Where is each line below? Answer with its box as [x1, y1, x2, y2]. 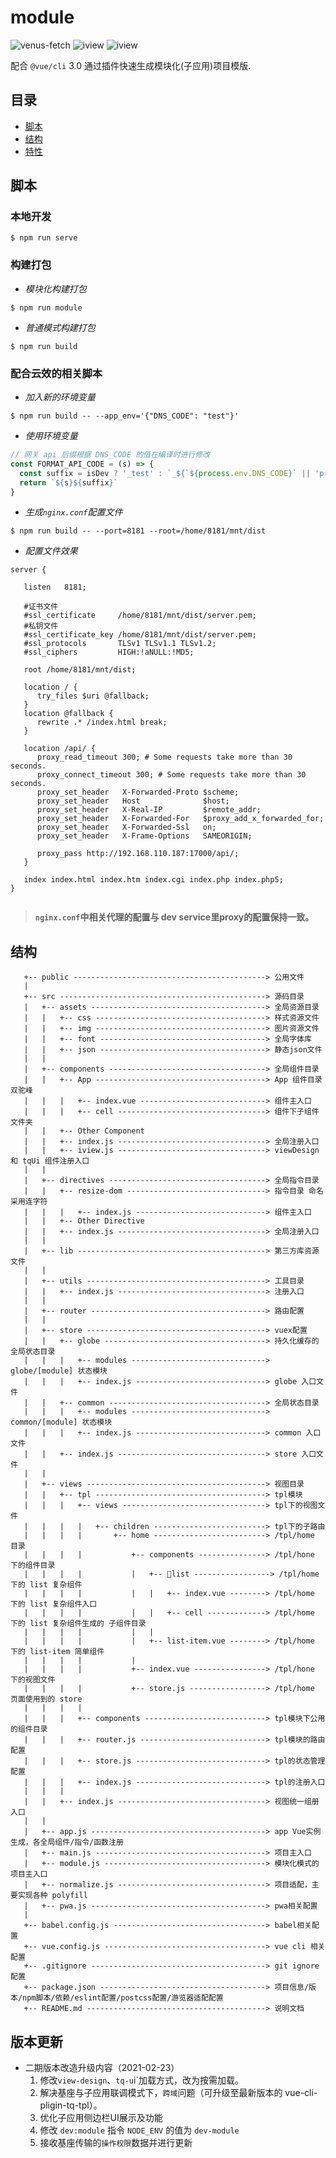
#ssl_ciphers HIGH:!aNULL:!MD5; [23, 647, 195, 658]
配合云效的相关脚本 [10, 366, 103, 380]
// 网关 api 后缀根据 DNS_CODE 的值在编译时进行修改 [10, 450, 211, 460]
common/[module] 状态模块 [10, 1417, 113, 1428]
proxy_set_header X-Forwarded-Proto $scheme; [36, 787, 240, 798]
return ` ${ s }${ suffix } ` [19, 477, 118, 488]
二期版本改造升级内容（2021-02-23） [24, 2062, 180, 2074]
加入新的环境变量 [24, 391, 96, 403]
